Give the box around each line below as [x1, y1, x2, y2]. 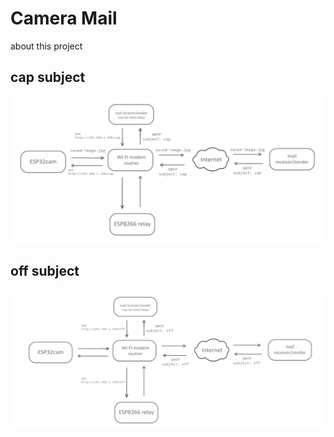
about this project [10, 40, 83, 52]
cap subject [10, 69, 86, 86]
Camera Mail [10, 7, 118, 30]
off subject [10, 263, 80, 280]
